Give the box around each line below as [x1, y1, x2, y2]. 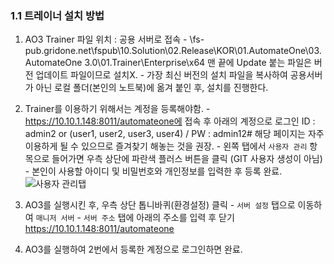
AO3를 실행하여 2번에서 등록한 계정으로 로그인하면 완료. [24, 243, 243, 256]
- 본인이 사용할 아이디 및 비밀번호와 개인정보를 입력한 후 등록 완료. [24, 165, 283, 177]
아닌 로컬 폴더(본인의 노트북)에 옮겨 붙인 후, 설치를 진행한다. [35, 82, 269, 94]
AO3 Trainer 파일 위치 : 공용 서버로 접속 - [24, 33, 188, 46]
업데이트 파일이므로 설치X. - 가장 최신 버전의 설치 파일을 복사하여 [35, 69, 288, 81]
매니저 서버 [35, 213, 75, 224]
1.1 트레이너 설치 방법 [10, 8, 105, 22]
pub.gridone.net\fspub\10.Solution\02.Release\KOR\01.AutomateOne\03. [24, 45, 322, 57]
